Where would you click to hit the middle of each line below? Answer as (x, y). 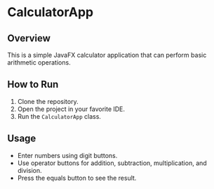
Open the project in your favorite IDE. (71, 109)
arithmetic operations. (39, 63)
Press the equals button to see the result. (77, 178)
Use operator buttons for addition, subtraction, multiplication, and (112, 163)
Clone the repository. (48, 101)
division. (29, 170)
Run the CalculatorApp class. (59, 116)
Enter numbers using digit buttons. (67, 155)
